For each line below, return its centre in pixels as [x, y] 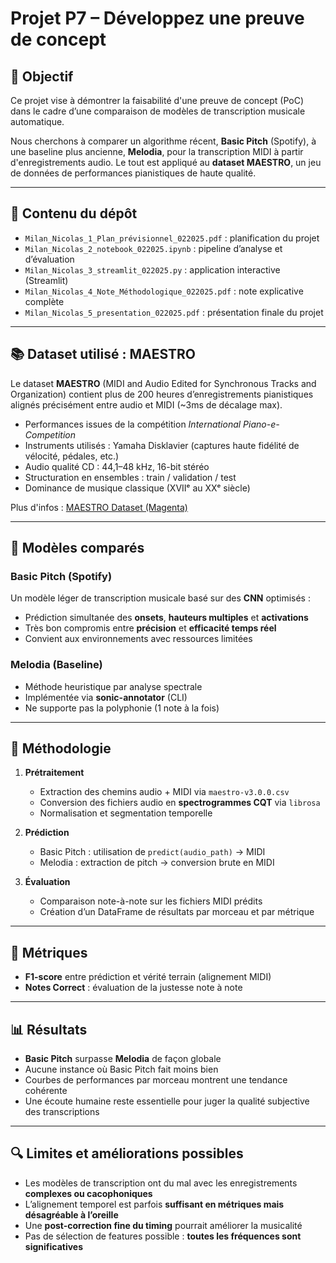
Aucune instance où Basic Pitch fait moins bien [121, 1069]
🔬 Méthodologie [61, 748]
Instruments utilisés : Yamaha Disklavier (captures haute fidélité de [162, 445]
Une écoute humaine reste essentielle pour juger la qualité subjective [167, 1101]
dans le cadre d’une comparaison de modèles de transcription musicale [158, 111]
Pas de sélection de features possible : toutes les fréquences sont [163, 1236]
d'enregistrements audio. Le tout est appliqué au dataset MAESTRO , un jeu [166, 162]
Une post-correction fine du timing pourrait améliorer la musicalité [163, 1225]
